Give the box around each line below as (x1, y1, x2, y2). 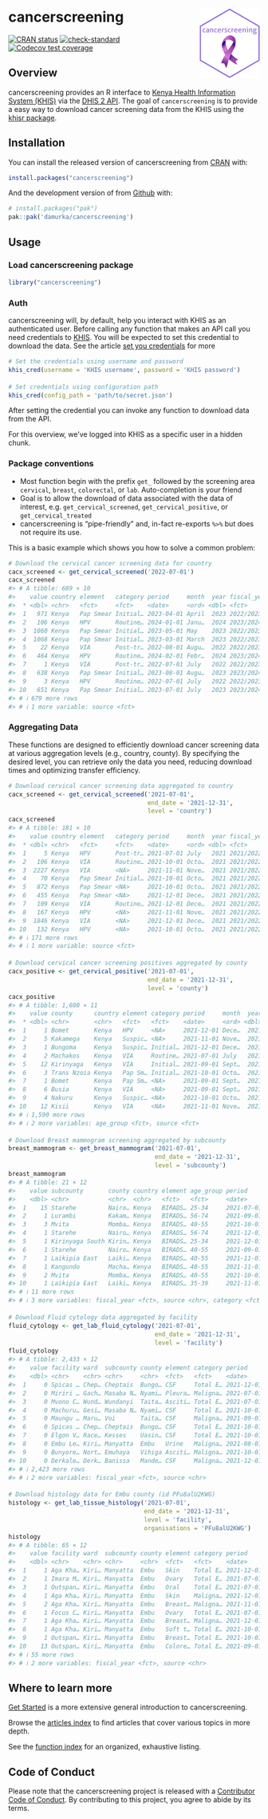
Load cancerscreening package (8, 259, 134, 270)
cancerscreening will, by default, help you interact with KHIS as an (8, 316, 227, 326)
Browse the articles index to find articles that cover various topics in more (8, 1718, 250, 1728)
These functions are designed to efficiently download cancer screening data (8, 740, 260, 750)
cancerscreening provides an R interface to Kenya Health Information (8, 87, 236, 97)
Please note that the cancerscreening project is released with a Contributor (8, 1786, 255, 1796)
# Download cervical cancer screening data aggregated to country (8, 782, 234, 790)
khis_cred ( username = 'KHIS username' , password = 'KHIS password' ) (8, 366, 241, 374)
